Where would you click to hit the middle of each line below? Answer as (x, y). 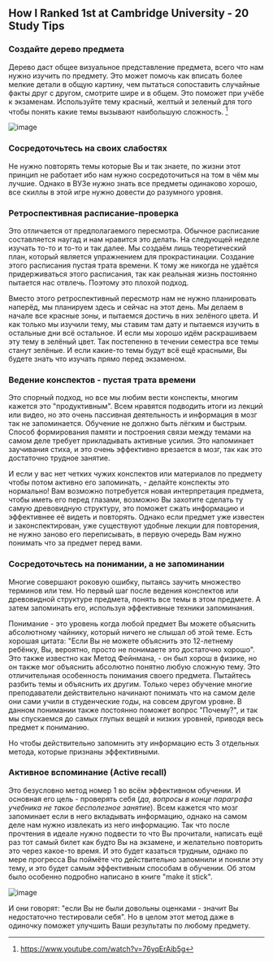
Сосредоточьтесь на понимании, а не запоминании (117, 564)
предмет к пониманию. (49, 727)
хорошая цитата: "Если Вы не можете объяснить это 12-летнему (121, 641)
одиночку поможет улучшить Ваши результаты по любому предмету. (130, 925)
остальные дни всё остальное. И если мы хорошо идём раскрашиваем (133, 333)
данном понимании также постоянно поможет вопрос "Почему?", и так (133, 710)
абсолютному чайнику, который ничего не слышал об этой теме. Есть (131, 632)
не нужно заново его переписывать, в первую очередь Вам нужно (125, 534)
